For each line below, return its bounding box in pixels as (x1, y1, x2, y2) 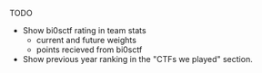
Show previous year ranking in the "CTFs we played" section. (22, 54, 253, 64)
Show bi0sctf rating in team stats (22, 25, 147, 35)
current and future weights (35, 35, 136, 45)
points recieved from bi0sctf (35, 44, 143, 55)
